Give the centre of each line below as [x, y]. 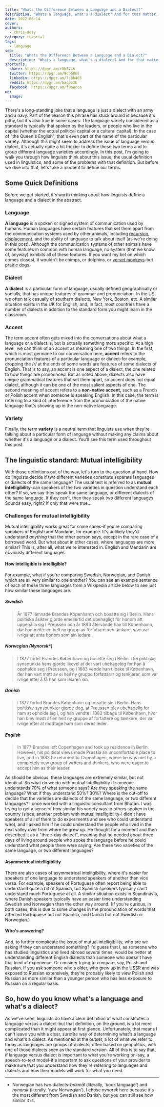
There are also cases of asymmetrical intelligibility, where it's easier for [77, 873]
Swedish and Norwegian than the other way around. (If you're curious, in [78, 904]
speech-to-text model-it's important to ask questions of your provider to [78, 1060]
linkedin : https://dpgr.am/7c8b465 [46, 78]
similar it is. [23, 1100]
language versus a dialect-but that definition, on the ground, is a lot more [79, 1024]
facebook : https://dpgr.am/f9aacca [46, 87]
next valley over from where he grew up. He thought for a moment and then [81, 830]
